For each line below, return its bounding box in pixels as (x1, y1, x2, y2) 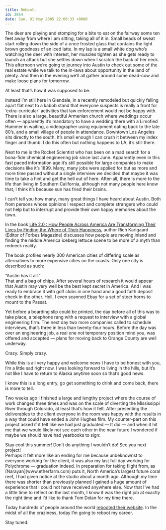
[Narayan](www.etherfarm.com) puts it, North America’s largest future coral (5, 468, 161, 474)
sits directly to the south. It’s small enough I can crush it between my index (5, 134, 158, 140)
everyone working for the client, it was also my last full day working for (5, 458, 150, 464)
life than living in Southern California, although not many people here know (5, 181, 158, 187)
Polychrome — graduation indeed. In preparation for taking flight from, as (5, 463, 156, 469)
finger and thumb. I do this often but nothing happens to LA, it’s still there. (5, 140, 156, 146)
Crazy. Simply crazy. (5, 350, 47, 356)
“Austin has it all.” (5, 273, 41, 279)
